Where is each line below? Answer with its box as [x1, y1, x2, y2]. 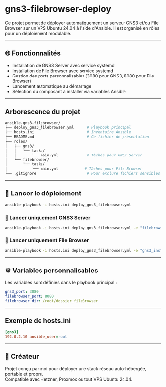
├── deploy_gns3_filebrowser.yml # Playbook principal [5, 125, 132, 130]
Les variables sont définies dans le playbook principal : [5, 279, 117, 285]
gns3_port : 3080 [5, 289, 39, 294]
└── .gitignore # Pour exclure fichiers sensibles [5, 171, 161, 176]
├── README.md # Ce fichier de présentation [5, 134, 149, 139]
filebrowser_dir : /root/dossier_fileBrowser [5, 298, 98, 303]
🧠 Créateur [5, 352, 39, 361]
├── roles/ [5, 139, 28, 144]
